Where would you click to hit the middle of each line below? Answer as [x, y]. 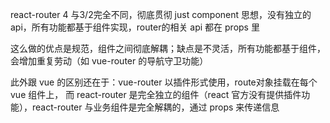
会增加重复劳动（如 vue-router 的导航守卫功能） [109, 61]
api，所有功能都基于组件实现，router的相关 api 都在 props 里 [135, 27]
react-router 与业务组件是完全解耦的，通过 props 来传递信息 [155, 107]
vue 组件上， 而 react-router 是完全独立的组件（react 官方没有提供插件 [156, 94]
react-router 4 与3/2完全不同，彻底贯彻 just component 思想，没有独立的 [161, 14]
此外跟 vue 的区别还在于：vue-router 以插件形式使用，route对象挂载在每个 [164, 82]
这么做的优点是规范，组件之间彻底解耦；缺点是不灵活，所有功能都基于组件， [168, 48]
